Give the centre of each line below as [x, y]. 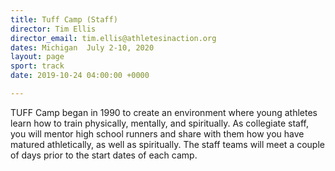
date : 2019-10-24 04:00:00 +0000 [80, 76]
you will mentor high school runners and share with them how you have [157, 133]
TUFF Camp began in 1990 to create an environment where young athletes [164, 112]
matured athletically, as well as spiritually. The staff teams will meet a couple [167, 144]
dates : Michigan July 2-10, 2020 [82, 47]
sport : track [37, 66]
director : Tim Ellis [53, 29]
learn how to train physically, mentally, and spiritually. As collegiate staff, [160, 123]
